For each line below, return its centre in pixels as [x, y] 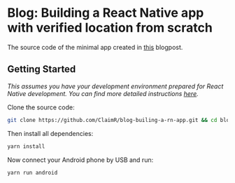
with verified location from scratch [110, 28]
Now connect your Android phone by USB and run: [80, 160]
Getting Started [42, 69]
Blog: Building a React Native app [106, 13]
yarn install [26, 146]
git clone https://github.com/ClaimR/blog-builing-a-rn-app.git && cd [112, 120]
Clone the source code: [41, 107]
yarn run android [33, 172]
